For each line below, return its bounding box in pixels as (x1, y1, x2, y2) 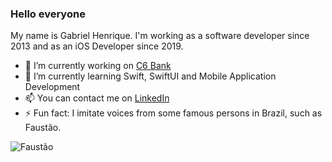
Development (24, 81, 81, 93)
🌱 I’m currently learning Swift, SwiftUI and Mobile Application (24, 70, 277, 82)
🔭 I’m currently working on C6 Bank (24, 60, 172, 72)
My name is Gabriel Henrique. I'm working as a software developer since (10, 30, 310, 42)
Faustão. (24, 122, 62, 134)
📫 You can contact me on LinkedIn (24, 92, 170, 104)
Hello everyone (10, 7, 86, 21)
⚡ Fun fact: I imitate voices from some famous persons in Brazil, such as (24, 107, 323, 119)
